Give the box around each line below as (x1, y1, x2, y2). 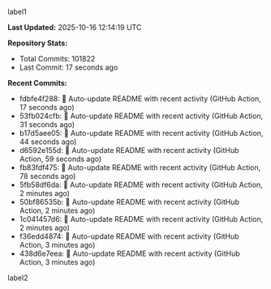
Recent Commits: (7, 79, 67, 87)
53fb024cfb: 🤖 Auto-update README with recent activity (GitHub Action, (19, 111, 264, 121)
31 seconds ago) (19, 120, 75, 129)
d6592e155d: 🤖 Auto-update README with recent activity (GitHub (19, 146, 239, 155)
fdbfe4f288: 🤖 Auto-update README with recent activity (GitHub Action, (19, 94, 261, 104)
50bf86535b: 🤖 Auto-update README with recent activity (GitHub (19, 198, 240, 206)
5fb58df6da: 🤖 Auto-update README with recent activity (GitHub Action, (19, 180, 263, 189)
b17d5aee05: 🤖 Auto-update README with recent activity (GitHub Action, (19, 129, 264, 138)
